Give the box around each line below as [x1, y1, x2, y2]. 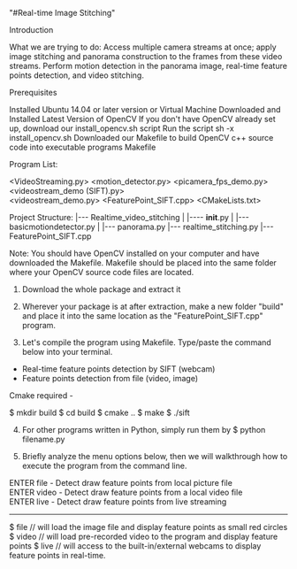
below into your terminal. [21, 347, 113, 357]
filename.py [21, 434, 65, 444]
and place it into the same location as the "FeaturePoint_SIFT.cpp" [21, 311, 263, 321]
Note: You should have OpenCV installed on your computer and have [9, 248, 260, 258]
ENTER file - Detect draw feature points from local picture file [9, 478, 232, 488]
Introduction [9, 25, 54, 35]
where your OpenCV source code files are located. [9, 267, 194, 277]
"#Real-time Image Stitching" [9, 8, 116, 18]
